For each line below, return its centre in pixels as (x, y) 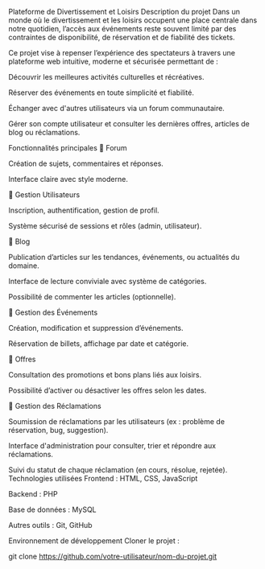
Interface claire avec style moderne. (68, 179)
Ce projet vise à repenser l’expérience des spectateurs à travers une (122, 53)
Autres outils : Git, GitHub (50, 525)
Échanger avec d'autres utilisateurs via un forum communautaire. (117, 108)
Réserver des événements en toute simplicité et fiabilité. (101, 93)
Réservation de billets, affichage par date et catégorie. (99, 344)
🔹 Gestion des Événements (53, 312)
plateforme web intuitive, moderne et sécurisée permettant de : (114, 61)
